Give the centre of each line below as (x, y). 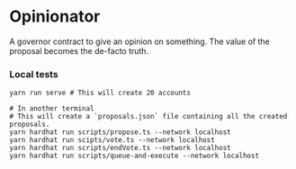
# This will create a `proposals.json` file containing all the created (148, 117)
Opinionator (55, 17)
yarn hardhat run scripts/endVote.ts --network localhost (120, 148)
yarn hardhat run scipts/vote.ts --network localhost (112, 140)
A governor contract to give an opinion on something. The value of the (139, 41)
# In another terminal (52, 109)
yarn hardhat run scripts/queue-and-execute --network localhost (134, 156)
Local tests (34, 74)
